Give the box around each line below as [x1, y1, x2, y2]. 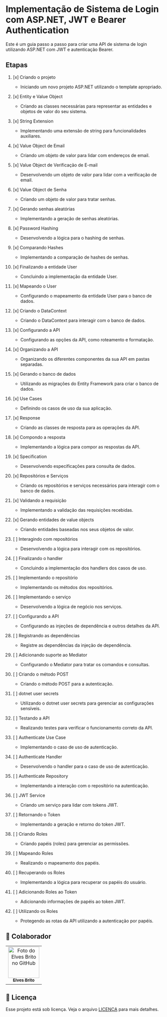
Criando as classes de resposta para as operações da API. [20, 425, 141, 431]
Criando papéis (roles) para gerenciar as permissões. [20, 841, 130, 847]
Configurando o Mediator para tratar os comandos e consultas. [20, 661, 150, 667]
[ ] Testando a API [12, 715, 50, 721]
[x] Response [12, 415, 40, 421]
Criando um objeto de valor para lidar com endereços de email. [20, 152, 150, 158]
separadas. [20, 361, 44, 367]
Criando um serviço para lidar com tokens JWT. [20, 802, 118, 808]
